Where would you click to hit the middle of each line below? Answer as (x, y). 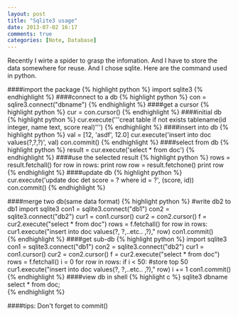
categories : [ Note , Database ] (52, 41)
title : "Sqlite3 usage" (43, 21)
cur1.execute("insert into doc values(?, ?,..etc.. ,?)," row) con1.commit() (110, 232)
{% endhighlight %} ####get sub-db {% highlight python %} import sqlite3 (117, 240)
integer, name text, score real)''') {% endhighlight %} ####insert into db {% (118, 127)
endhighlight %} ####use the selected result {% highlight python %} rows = (119, 158)
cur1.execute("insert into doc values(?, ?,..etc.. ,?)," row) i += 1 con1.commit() (119, 269)
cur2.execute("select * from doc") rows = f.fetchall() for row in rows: (108, 224)
